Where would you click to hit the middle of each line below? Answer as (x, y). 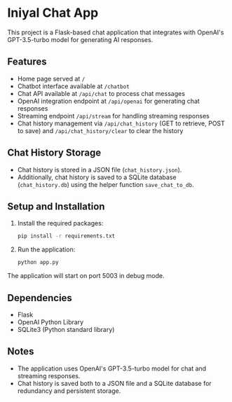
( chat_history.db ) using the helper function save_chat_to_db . (105, 184)
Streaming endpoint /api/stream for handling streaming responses (114, 116)
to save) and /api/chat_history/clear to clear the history (100, 130)
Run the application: (46, 249)
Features (27, 62)
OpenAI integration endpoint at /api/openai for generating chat (108, 101)
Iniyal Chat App (53, 13)
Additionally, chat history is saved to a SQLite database (97, 177)
